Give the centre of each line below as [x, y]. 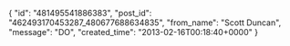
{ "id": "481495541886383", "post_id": [80, 13]
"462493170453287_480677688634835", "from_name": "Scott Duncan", [145, 23]
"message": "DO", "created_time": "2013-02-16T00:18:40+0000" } [134, 32]
